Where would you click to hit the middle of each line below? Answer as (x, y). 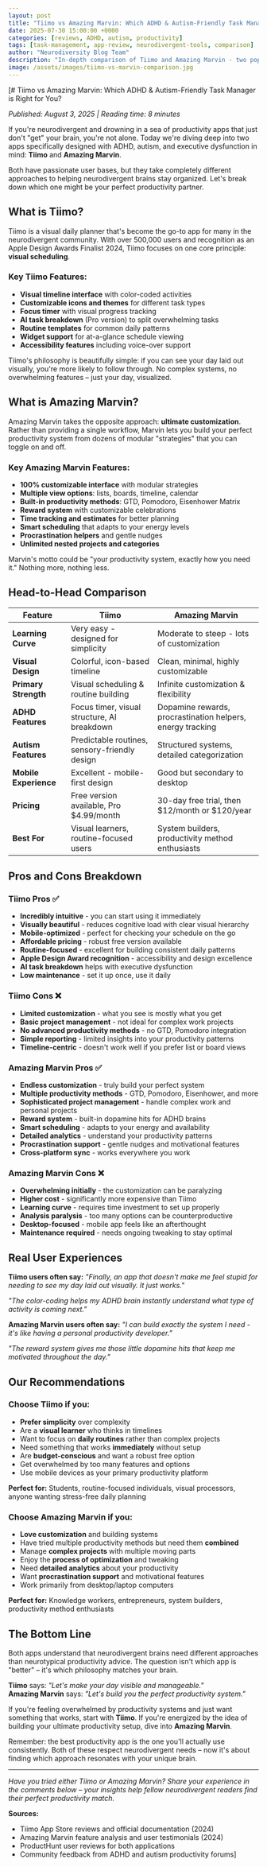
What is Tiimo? (46, 212)
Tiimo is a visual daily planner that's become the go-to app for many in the (130, 231)
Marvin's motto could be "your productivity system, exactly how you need (129, 559)
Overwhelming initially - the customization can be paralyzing (121, 1190)
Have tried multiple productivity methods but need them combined (129, 1543)
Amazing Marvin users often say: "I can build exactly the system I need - (129, 1325)
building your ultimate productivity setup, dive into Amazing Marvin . (120, 1725)
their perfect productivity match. (62, 1798)
